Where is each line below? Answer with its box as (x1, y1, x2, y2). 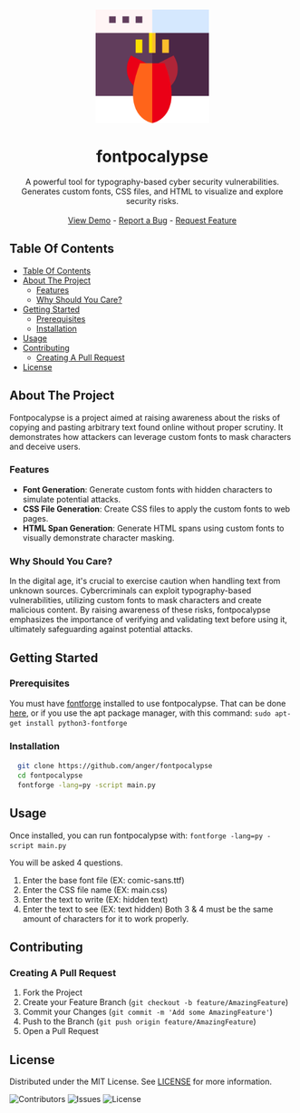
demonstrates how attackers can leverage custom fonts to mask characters (9, 431, 292, 442)
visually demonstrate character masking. (22, 532, 175, 543)
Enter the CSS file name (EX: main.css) (22, 884, 168, 895)
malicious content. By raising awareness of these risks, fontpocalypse (9, 604, 271, 616)
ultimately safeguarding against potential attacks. (9, 624, 193, 635)
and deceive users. (9, 441, 82, 452)
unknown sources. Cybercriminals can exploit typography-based (9, 585, 252, 596)
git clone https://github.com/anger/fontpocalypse (17, 762, 213, 771)
